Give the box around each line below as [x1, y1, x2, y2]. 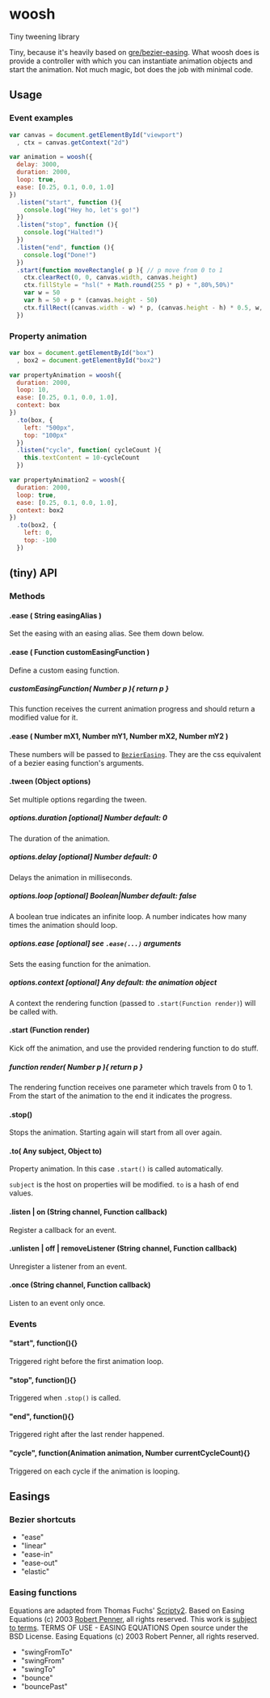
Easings [9, 1490, 51, 1503]
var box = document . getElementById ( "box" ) [9, 349, 154, 357]
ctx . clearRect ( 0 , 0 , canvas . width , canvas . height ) [23, 273, 198, 282]
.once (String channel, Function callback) [9, 1280, 151, 1290]
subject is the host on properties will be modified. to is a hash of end [9, 1180, 239, 1190]
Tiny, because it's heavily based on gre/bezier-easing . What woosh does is [9, 47, 259, 57]
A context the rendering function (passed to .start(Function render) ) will [9, 998, 256, 1007]
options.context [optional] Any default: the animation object [9, 977, 217, 987]
